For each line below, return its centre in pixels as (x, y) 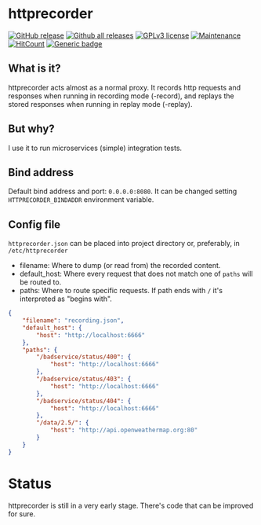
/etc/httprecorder (38, 251)
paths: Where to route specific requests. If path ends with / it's (121, 291)
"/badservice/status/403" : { (84, 379)
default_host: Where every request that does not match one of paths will (136, 274)
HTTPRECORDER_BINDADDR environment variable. (81, 200)
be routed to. (40, 282)
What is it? (34, 69)
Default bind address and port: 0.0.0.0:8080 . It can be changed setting (123, 191)
